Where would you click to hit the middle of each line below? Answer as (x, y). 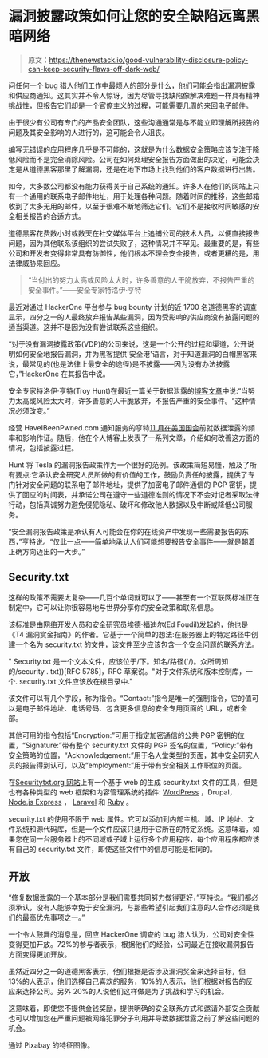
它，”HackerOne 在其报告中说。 (59, 374)
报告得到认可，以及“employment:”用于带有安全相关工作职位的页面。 (134, 765)
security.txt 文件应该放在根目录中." (76, 681)
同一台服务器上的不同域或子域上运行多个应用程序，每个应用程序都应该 (144, 838)
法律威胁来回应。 (36, 263)
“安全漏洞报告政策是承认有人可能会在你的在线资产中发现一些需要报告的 (125, 531)
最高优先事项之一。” (53, 917)
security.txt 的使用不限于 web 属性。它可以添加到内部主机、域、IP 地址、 (128, 818)
